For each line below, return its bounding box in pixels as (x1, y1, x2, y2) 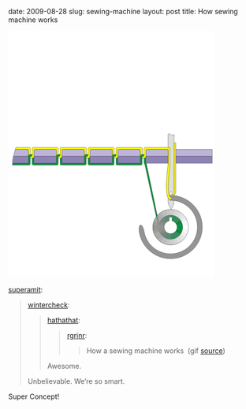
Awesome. (47, 362, 81, 370)
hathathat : (47, 315, 80, 325)
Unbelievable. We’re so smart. (27, 377, 125, 385)
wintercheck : (27, 300, 70, 310)
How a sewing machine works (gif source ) (86, 346, 226, 355)
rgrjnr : (66, 331, 88, 340)
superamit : (8, 285, 43, 294)
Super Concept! (8, 392, 60, 401)
